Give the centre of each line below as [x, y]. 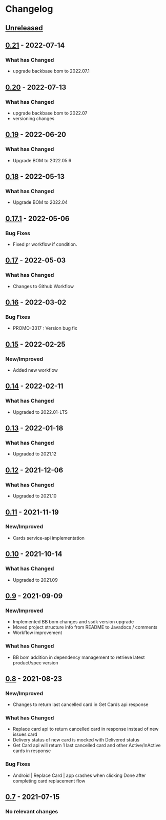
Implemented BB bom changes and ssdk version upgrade [73, 622]
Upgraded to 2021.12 [35, 454]
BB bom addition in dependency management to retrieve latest [79, 657]
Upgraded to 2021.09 [35, 580]
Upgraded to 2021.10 [35, 496]
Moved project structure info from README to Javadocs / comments [85, 627]
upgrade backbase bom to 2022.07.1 [51, 71]
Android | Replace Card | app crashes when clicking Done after [79, 775]
